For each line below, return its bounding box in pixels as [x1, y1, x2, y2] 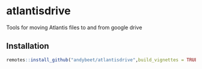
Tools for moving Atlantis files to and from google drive [6, 24, 142, 31]
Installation [6, 41, 49, 51]
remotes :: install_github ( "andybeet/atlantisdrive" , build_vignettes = [6, 57, 185, 63]
